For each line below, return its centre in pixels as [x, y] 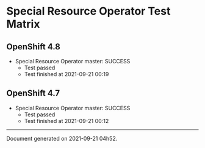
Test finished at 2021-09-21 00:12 [67, 121]
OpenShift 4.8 [34, 47]
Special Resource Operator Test [88, 11]
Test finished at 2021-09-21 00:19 [67, 74]
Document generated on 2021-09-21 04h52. [62, 138]
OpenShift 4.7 [33, 93]
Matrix [23, 24]
